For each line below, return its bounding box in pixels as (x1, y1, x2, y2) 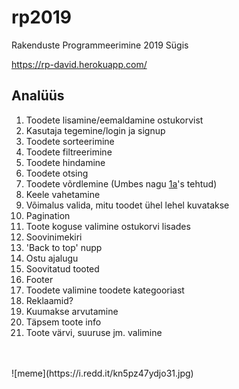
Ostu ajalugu (25, 252, 79, 264)
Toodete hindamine (25, 156, 106, 168)
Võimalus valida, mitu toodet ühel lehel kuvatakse (25, 199, 230, 211)
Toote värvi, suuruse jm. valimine (25, 326, 163, 338)
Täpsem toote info (25, 316, 102, 328)
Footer (25, 273, 54, 285)
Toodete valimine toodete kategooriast (25, 284, 185, 296)
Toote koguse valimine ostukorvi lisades (25, 220, 191, 232)
